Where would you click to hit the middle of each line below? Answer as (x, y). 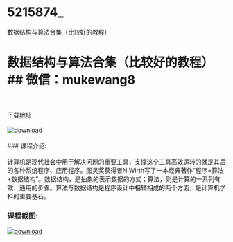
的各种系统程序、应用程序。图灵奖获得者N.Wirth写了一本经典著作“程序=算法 (115, 170)
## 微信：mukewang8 (71, 80)
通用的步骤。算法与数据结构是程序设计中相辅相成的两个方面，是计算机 (119, 187)
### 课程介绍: (27, 145)
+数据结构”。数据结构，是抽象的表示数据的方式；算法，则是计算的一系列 (111, 179)
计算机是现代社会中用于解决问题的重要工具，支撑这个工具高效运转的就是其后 (116, 161)
